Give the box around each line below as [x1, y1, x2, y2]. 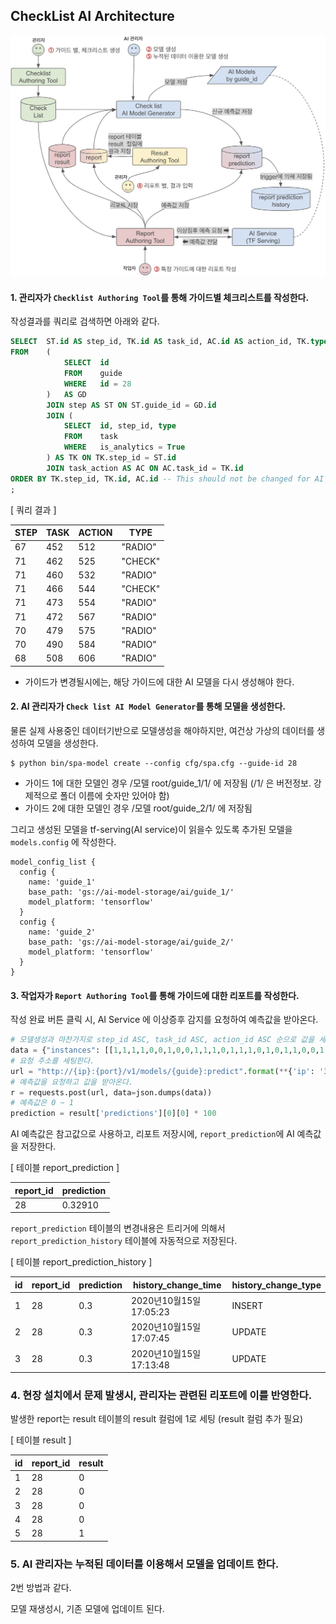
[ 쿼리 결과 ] [10, 504, 57, 516]
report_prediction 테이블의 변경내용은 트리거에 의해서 [10, 1222, 226, 1234]
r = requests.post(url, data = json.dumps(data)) [10, 1087, 213, 1098]
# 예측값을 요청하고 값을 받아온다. [10, 1077, 134, 1087]
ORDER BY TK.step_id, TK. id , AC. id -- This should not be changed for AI [10, 474, 325, 484]
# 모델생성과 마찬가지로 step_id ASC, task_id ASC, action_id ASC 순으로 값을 [10, 1035, 315, 1045]
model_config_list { [10, 857, 97, 867]
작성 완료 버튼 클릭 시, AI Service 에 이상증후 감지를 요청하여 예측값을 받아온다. [10, 1014, 319, 1026]
